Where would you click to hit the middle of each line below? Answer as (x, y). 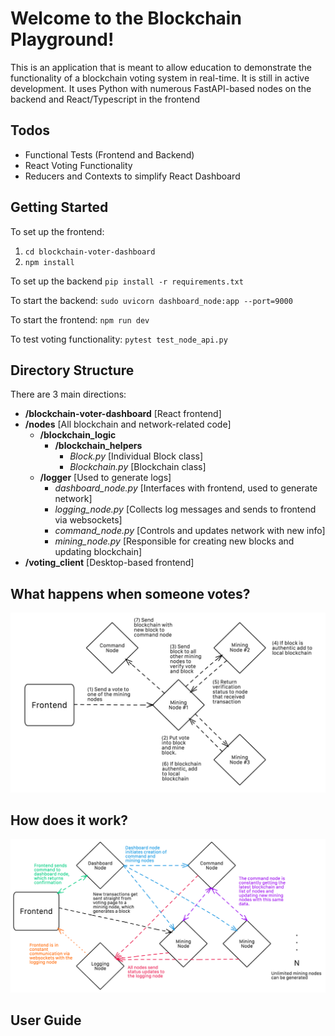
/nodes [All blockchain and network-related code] (128, 424)
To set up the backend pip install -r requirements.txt (127, 281)
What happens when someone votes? (130, 593)
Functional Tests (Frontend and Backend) (109, 154)
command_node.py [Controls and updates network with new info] (190, 531)
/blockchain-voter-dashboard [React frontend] (123, 414)
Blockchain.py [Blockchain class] (138, 467)
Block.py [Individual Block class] (136, 456)
